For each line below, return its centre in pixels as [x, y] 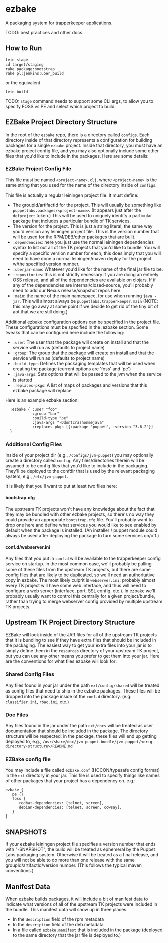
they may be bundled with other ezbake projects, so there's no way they [80, 514]
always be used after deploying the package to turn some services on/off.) [82, 536]
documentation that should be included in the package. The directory [77, 731]
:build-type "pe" [50, 418]
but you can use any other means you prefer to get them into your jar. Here [82, 656]
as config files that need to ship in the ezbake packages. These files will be [83, 690]
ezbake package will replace [42, 390]
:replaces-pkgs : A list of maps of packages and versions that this [80, 385]
